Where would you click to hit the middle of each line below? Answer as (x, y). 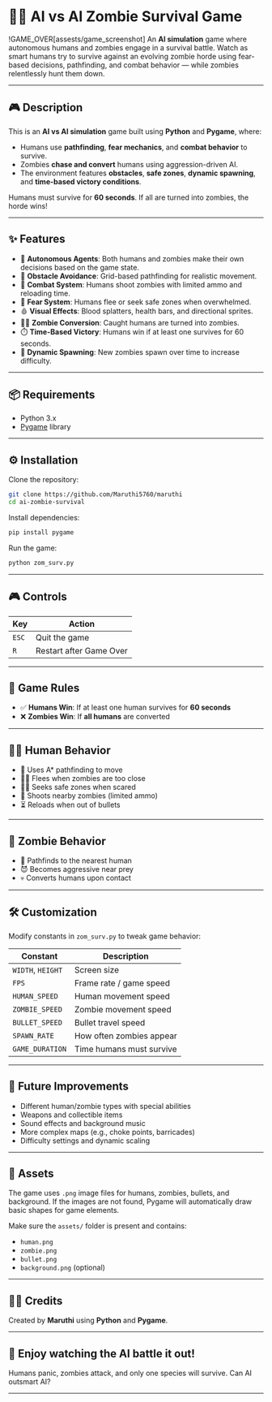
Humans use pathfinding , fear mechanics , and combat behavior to (134, 147)
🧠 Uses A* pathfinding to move (71, 770)
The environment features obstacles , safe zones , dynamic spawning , (138, 173)
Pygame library (45, 427)
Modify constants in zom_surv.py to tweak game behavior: (104, 936)
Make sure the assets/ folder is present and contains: (98, 1226)
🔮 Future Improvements (69, 1087)
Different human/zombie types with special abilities (106, 1106)
